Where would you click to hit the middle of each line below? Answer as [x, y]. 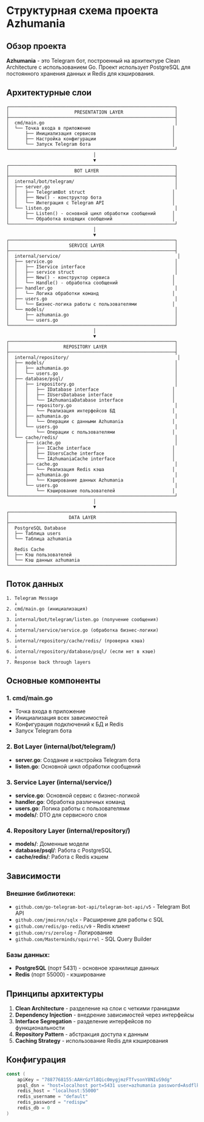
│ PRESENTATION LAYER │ [92, 112]
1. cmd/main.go [29, 698]
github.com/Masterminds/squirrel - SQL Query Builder [83, 939]
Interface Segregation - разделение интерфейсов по [83, 1021]
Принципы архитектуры [55, 994]
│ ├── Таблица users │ [92, 533]
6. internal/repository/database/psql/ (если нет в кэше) [81, 652]
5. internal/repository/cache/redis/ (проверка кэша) [76, 641]
